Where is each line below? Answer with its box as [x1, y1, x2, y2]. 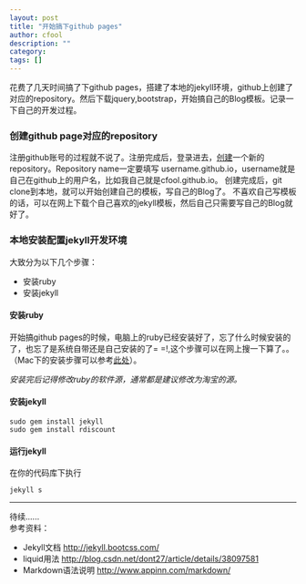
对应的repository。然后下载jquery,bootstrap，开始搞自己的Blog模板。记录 [9, 93, 287, 104]
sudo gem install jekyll [9, 417, 104, 426]
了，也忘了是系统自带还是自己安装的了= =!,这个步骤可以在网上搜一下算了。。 [9, 343, 294, 353]
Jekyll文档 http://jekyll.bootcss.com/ [22, 542, 159, 553]
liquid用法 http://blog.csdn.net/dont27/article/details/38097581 [22, 553, 260, 565]
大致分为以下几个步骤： [9, 256, 97, 267]
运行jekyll [9, 446, 47, 456]
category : [9, 47, 47, 56]
